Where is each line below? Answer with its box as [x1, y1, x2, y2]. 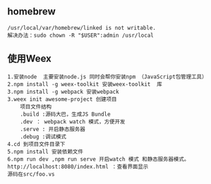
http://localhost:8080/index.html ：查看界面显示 [7, 163, 149, 170]
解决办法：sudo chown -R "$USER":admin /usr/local [7, 32, 154, 39]
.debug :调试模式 [20, 133, 67, 140]
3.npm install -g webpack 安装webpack [7, 88, 119, 95]
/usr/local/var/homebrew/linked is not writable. [7, 24, 157, 31]
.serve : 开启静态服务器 [20, 125, 86, 133]
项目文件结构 [20, 103, 52, 110]
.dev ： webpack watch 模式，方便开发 [20, 118, 126, 125]
